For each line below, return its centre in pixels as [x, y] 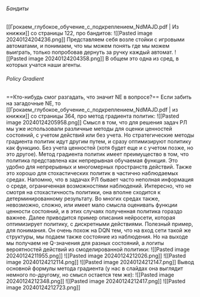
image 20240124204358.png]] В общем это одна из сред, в [104, 59]
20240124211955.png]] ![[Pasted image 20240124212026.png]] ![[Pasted [96, 256]
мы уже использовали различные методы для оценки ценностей [89, 129]
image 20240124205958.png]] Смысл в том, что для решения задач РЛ [97, 123]
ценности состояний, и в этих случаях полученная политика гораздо [94, 212]
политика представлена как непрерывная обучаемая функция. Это [92, 161]
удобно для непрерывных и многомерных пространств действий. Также [99, 167]
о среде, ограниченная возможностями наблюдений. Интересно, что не [99, 186]
